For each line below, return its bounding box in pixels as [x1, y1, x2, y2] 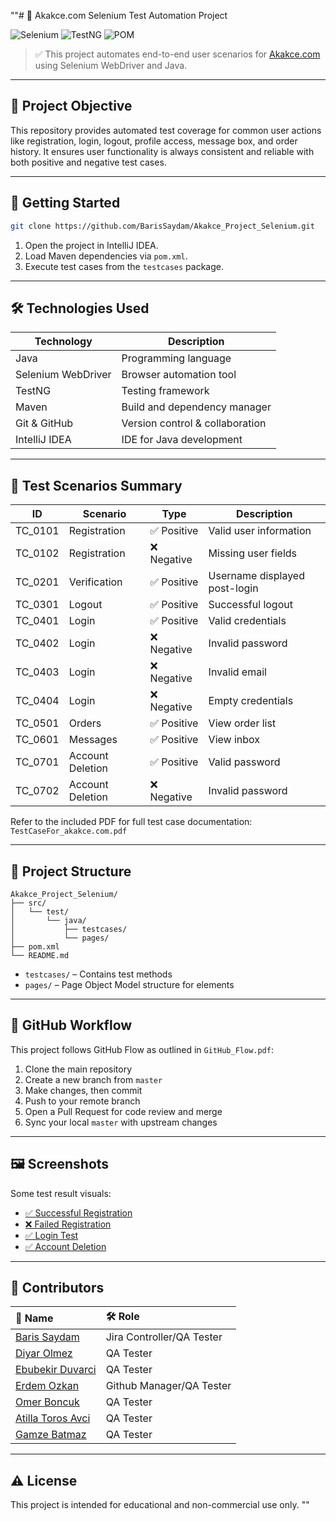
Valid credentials [208, 614, 287, 628]
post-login [208, 581, 259, 595]
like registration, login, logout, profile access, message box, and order [10, 135, 298, 147]
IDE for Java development [121, 433, 243, 447]
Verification [68, 575, 123, 589]
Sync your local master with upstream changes [24, 1116, 218, 1128]
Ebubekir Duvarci [15, 1363, 97, 1377]
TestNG [15, 384, 52, 398]
